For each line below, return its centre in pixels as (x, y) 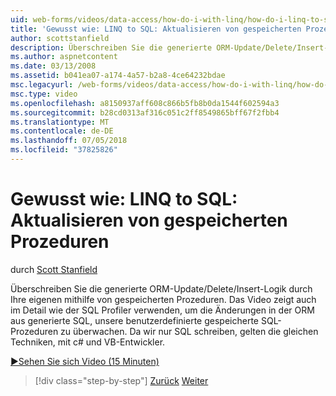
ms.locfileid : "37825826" (64, 150)
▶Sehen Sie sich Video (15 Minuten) (85, 361)
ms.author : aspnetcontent (64, 57)
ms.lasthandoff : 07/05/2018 (69, 141)
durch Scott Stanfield (54, 269)
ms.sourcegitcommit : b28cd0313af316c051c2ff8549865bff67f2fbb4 (145, 112)
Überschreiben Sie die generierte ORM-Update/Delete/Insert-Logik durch (161, 288)
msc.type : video (44, 94)
